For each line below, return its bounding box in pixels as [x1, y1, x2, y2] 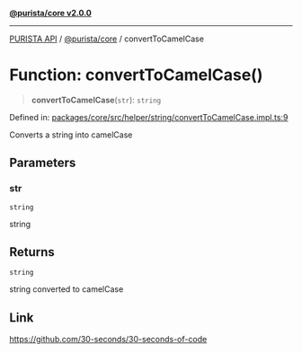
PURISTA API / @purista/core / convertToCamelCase [9, 33, 205, 44]
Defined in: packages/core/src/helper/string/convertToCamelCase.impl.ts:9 [9, 111, 289, 122]
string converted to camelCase [9, 284, 124, 295]
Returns [9, 244, 56, 260]
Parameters [9, 155, 76, 171]
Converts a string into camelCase [9, 129, 133, 140]
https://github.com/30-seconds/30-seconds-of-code [9, 334, 208, 345]
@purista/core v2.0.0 [9, 8, 92, 18]
